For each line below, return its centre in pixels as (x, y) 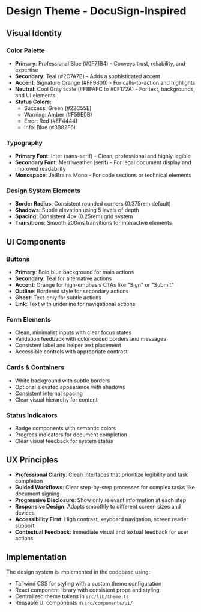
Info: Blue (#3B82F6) (50, 127)
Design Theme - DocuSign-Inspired (97, 11)
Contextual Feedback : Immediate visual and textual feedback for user (102, 532)
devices (25, 513)
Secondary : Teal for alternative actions (63, 278)
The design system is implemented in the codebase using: (78, 572)
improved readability (40, 169)
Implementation (37, 557)
